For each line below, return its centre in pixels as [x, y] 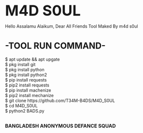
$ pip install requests [26, 80]
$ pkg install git [20, 64]
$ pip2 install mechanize [30, 95]
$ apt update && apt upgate [32, 59]
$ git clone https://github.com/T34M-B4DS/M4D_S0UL [60, 100]
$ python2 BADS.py [25, 111]
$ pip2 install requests [27, 85]
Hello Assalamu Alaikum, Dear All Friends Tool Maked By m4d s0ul [71, 26]
